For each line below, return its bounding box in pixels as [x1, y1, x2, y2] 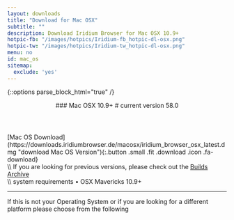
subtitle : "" [7, 23, 45, 30]
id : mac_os [7, 56, 39, 63]
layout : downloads [7, 10, 61, 17]
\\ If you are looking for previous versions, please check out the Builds [7, 162, 208, 171]
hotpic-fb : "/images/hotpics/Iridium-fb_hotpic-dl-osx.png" [7, 36, 186, 43]
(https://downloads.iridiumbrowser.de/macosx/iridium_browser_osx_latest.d [7, 140, 225, 148]
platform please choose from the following [7, 205, 129, 213]
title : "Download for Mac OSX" [7, 17, 98, 24]
